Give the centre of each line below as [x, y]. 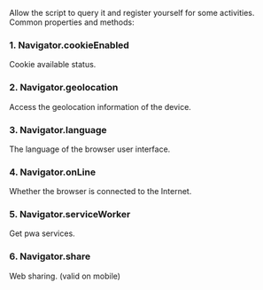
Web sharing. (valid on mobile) [65, 276]
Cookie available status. [53, 65]
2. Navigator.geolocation [64, 88]
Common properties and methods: [72, 22]
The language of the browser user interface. [90, 149]
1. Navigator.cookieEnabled [70, 45]
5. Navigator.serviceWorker [70, 215]
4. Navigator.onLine [52, 172]
